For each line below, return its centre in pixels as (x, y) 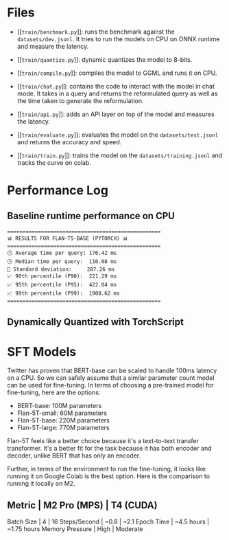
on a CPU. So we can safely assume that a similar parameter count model (111, 378)
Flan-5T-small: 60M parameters (62, 413)
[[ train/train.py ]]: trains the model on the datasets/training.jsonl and (120, 155)
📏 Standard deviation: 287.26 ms (61, 269)
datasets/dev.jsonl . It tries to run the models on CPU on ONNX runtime (118, 38)
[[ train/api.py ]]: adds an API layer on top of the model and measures (116, 114)
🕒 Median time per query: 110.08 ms (62, 261)
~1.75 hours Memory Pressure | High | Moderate (75, 529)
